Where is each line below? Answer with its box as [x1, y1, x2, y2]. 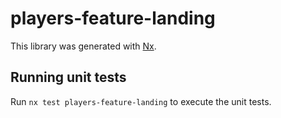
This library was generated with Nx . [10, 40, 157, 52]
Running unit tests [10, 69, 127, 86]
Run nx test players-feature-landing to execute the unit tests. [10, 95, 272, 107]
